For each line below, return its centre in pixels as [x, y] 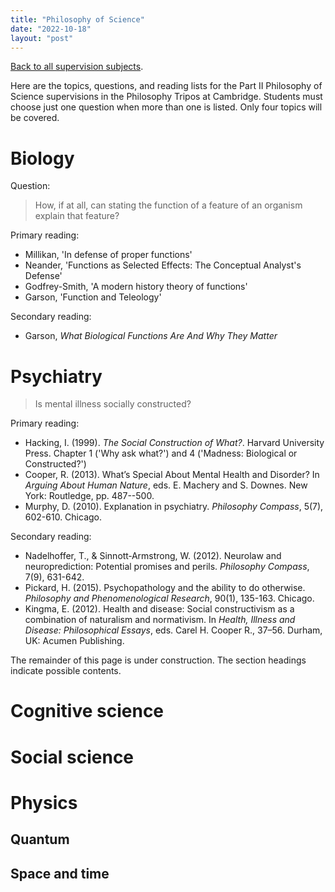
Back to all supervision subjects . [77, 67]
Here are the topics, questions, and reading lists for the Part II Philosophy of [166, 86]
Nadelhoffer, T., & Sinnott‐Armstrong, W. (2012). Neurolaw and [153, 556]
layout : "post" [42, 38]
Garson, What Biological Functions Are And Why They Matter [151, 336]
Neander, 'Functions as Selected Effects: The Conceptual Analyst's [163, 265]
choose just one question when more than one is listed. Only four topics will [166, 107]
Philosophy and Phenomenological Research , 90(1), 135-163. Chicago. [169, 598]
